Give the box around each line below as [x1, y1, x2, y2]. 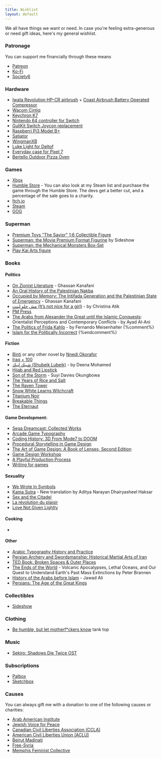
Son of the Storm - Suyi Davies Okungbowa [12, 372, 100, 378]
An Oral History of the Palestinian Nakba [12, 288, 94, 293]
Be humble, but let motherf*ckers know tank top [12, 626, 109, 632]
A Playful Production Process [12, 457, 71, 463]
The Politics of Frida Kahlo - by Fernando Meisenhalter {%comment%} [12, 324, 155, 330]
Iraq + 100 [12, 357, 33, 362]
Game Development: [5, 414, 48, 421]
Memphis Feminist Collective [12, 748, 70, 754]
